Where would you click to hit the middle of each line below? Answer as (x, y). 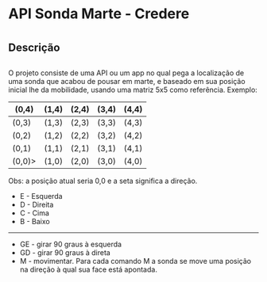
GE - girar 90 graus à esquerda (70, 244)
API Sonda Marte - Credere (99, 14)
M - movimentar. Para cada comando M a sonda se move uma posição (135, 261)
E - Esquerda (41, 196)
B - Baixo (35, 221)
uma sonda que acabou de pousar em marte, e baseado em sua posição (127, 81)
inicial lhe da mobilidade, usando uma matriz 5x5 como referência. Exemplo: (133, 90)
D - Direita (37, 204)
